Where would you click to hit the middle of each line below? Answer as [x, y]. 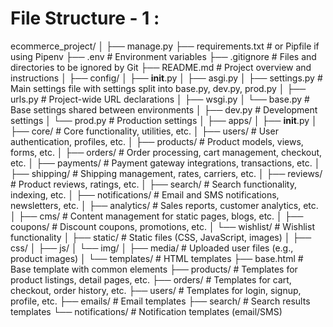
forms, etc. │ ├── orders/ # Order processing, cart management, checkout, [166, 152]
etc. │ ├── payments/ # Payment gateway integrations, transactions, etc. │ [165, 163]
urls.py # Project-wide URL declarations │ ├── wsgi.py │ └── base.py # [160, 99]
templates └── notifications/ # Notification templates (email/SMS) [146, 311]
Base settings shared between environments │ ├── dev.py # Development [164, 109]
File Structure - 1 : [85, 18]
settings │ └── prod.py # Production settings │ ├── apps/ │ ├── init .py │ [164, 120]
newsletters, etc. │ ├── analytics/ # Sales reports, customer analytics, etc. [164, 205]
